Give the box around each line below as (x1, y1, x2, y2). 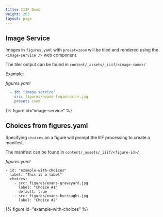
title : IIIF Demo (5, 7, 41, 12)
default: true (18, 189, 48, 194)
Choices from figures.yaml (5, 122, 88, 130)
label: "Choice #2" (18, 198, 58, 202)
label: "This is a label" (10, 172, 63, 177)
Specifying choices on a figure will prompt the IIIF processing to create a (5, 134, 150, 140)
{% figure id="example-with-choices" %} (5, 206, 88, 212)
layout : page (5, 16, 32, 21)
